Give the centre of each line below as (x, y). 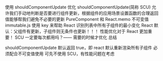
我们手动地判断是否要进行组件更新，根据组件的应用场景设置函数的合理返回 (84, 13)
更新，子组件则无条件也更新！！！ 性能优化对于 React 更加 (89, 31)
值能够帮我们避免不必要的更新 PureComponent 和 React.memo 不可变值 (77, 19)
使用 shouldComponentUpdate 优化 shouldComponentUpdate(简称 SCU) (78, 7)
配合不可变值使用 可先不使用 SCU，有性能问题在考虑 (62, 54)
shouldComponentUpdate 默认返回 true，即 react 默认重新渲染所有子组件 (79, 48)
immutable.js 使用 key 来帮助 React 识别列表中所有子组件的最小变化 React (79, 25)
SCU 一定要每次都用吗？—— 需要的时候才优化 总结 (66, 37)
